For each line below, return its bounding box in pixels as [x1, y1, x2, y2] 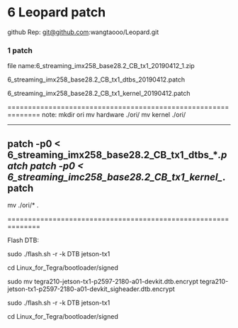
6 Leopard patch [7, 4, 106, 21]
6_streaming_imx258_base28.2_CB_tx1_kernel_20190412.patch [7, 89, 191, 98]
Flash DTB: [7, 236, 40, 245]
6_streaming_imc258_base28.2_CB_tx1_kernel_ [7, 171, 223, 183]
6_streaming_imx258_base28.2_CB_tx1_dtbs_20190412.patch [7, 75, 186, 84]
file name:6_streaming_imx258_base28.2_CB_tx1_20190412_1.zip [7, 62, 195, 70]
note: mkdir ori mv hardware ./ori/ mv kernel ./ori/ [42, 111, 186, 119]
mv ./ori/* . [7, 201, 39, 209]
